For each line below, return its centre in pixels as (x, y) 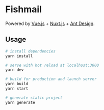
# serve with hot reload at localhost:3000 (52, 65)
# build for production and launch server (51, 79)
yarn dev (15, 70)
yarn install (19, 56)
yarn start (17, 89)
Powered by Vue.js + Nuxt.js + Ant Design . (50, 23)
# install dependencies (31, 51)
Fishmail (24, 9)
